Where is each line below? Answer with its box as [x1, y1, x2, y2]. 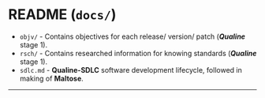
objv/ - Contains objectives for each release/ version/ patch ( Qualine [19, 32, 246, 41]
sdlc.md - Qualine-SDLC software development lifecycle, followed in [19, 65, 242, 74]
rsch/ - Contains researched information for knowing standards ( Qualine [19, 48, 257, 58]
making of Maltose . [19, 73, 84, 83]
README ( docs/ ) [8, 6, 117, 24]
